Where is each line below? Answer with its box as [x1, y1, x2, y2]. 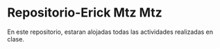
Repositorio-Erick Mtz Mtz [7, 5, 163, 21]
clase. [7, 35, 24, 43]
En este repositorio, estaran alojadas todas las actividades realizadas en [7, 28, 214, 36]
